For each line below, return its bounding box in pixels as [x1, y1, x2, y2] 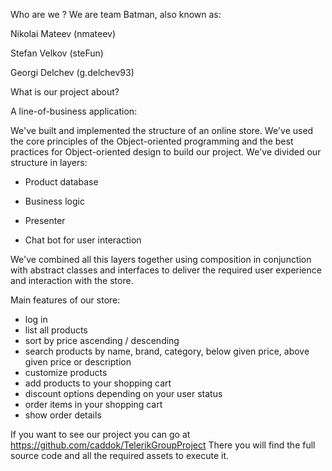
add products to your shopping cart [24, 377, 172, 389]
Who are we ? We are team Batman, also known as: [10, 9, 222, 20]
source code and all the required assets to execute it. [10, 450, 230, 461]
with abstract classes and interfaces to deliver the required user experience [10, 264, 322, 276]
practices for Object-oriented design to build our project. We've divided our [10, 146, 322, 158]
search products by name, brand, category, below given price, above [24, 345, 310, 357]
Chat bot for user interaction [24, 234, 142, 246]
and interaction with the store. [10, 275, 134, 286]
